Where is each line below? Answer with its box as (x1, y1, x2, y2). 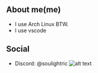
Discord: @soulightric (14, 59, 68, 67)
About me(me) (6, 5, 61, 15)
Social (6, 44, 30, 54)
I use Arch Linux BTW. (14, 20, 69, 27)
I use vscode (14, 27, 46, 34)
